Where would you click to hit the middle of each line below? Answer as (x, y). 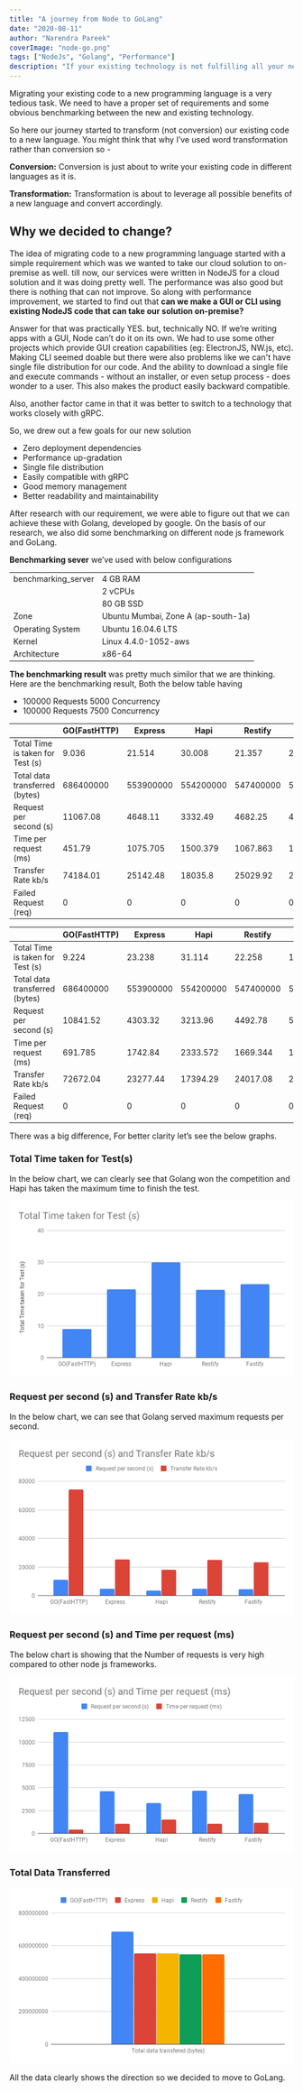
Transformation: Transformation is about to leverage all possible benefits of (151, 194)
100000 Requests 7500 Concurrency (91, 710)
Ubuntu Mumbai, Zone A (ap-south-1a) (176, 616)
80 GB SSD (123, 604)
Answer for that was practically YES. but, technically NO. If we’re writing (143, 328)
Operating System (47, 629)
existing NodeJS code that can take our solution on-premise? (127, 310)
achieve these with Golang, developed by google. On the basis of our (138, 522)
